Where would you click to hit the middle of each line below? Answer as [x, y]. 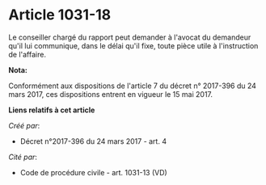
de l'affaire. [27, 54]
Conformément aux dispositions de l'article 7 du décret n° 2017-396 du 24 [133, 86]
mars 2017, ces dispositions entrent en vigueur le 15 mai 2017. [110, 94]
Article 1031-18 [60, 15]
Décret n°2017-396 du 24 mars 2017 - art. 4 [93, 141]
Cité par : [23, 157]
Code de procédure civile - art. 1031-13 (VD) [93, 172]
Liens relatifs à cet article [52, 110]
